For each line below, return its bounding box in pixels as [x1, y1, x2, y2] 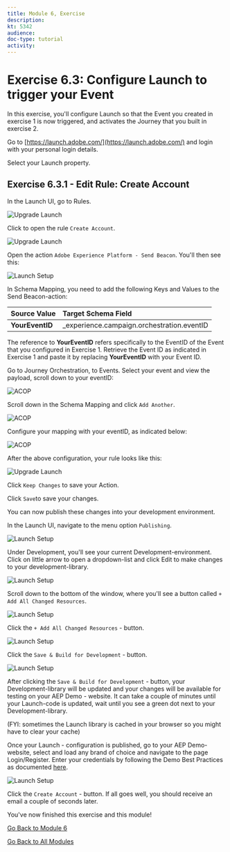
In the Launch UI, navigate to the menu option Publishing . [7, 520, 172, 529]
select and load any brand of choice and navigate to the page [33, 748, 209, 756]
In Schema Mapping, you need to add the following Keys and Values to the [7, 284, 220, 293]
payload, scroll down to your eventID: [7, 373, 114, 381]
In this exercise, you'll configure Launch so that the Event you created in [7, 109, 213, 118]
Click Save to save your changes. [7, 494, 99, 502]
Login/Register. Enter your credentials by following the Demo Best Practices [7, 755, 224, 763]
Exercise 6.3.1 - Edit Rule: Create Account [7, 179, 190, 190]
